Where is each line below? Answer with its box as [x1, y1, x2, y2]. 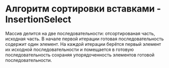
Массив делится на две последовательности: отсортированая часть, [5, 30, 155, 36]
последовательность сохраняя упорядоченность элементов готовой [5, 51, 155, 58]
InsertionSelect [5, 14, 72, 25]
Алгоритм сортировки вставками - [5, 3, 161, 15]
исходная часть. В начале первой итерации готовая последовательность [5, 36, 164, 42]
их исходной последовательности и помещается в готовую [5, 46, 134, 52]
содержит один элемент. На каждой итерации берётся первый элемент [5, 41, 161, 47]
